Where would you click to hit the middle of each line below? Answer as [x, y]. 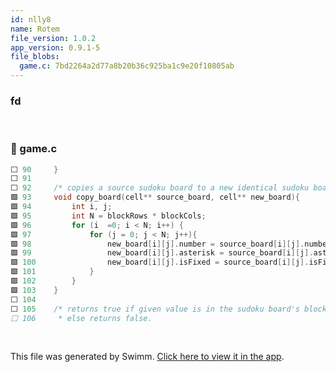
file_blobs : [35, 57]
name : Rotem [35, 29]
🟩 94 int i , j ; [61, 207]
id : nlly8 [31, 19]
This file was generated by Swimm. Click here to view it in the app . [147, 357]
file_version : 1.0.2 [53, 38]
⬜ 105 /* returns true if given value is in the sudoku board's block [168, 309]
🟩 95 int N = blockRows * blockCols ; [108, 216]
